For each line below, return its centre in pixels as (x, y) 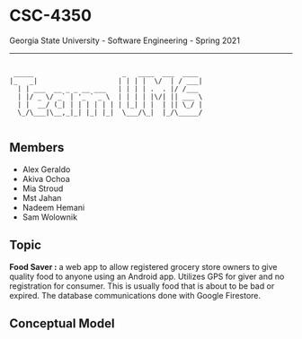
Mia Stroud (43, 188)
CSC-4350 (51, 16)
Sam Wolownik (50, 217)
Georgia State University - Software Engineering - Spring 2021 (125, 40)
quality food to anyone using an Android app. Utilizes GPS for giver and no (147, 276)
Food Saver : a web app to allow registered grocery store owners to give (143, 266)
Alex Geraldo (46, 169)
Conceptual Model (62, 323)
